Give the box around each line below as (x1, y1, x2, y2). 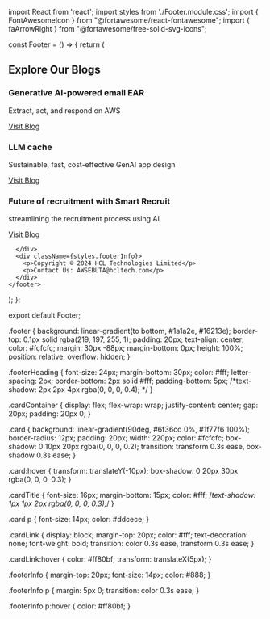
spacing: (8, 376, 38, 386)
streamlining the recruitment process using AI (8, 214, 160, 224)
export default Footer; (8, 310, 81, 320)
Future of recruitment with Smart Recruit (8, 196, 171, 207)
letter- (231, 368, 251, 377)
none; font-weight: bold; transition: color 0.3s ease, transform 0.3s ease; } (8, 539, 255, 549)
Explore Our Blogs (8, 63, 101, 77)
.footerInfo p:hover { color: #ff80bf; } (8, 601, 131, 611)
